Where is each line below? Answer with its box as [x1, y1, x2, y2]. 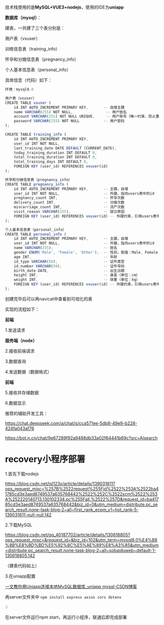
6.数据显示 [5, 400, 26, 406]
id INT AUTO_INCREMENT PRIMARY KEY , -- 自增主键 [14, 105, 125, 110]
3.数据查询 [5, 358, 26, 364]
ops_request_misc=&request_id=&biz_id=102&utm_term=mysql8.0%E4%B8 [5, 537, 158, 543]
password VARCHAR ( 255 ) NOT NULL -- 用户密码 [14, 119, 125, 124]
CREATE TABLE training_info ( [5, 132, 67, 137]
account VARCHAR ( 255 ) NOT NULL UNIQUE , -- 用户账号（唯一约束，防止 [14, 114, 156, 119]
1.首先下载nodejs [5, 471, 39, 476]
